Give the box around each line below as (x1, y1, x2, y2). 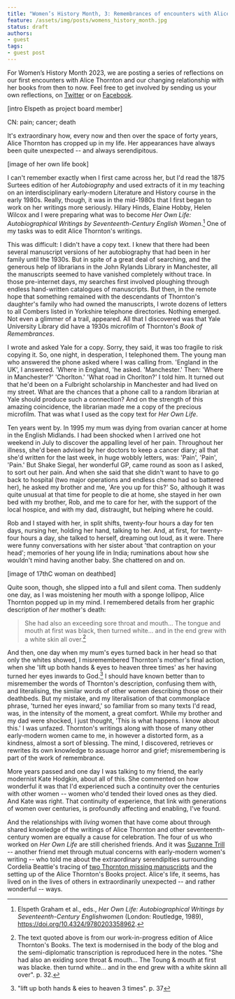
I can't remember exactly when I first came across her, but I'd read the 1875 (7, 173, 225, 182)
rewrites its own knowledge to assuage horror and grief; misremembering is (7, 746, 226, 754)
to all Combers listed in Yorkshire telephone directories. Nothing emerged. (7, 307, 221, 316)
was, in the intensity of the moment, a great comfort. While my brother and (7, 709, 222, 717)
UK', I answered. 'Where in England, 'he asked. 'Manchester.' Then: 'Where (7, 365, 224, 374)
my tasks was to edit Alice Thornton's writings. (7, 227, 142, 235)
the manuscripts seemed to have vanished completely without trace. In (7, 270, 212, 278)
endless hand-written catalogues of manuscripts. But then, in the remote (7, 285, 217, 293)
